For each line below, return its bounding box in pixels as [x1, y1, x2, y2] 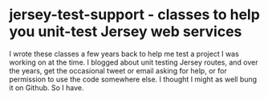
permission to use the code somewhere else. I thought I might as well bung [9, 74, 258, 84]
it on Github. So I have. [9, 82, 84, 93]
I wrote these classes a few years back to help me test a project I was [9, 49, 239, 58]
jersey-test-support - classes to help [9, 6, 260, 24]
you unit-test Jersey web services [9, 22, 242, 41]
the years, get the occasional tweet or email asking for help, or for [9, 65, 227, 75]
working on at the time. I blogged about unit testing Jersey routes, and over [9, 57, 258, 67]
